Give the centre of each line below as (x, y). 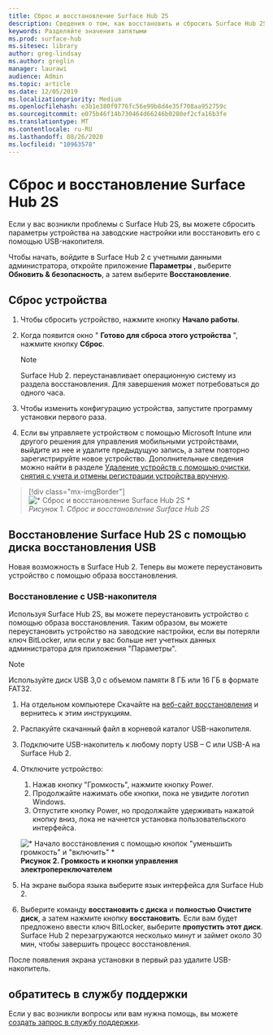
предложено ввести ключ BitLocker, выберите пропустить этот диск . (141, 927)
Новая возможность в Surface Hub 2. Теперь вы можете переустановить (135, 567)
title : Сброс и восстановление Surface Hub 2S (89, 16)
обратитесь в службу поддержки (98, 994)
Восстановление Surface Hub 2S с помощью (127, 534)
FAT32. (20, 689)
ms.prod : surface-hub (45, 39)
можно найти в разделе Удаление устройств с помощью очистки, (135, 467)
